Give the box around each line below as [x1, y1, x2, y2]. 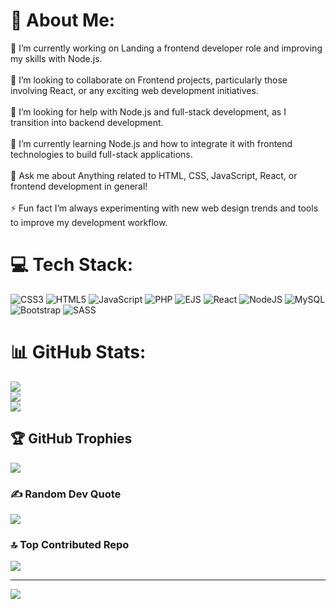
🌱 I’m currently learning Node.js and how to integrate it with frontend [10, 137, 293, 149]
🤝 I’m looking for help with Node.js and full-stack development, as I [10, 105, 287, 118]
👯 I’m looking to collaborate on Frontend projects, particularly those [10, 74, 288, 86]
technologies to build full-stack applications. [10, 148, 193, 160]
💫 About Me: [10, 9, 116, 32]
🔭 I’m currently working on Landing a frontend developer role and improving [10, 42, 323, 54]
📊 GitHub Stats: [10, 341, 147, 364]
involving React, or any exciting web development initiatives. [10, 84, 259, 96]
